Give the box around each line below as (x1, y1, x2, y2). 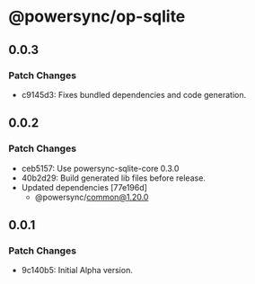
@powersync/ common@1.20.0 (34, 191, 149, 202)
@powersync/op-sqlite (8, 6, 186, 27)
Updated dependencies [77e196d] (21, 182, 147, 192)
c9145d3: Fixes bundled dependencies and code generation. (21, 89, 247, 100)
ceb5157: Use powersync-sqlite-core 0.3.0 (21, 163, 180, 173)
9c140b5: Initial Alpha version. (21, 265, 134, 276)
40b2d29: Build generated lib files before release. (21, 173, 206, 183)
